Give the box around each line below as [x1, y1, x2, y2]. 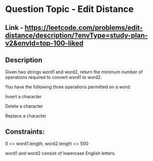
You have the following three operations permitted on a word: [5, 84, 131, 90]
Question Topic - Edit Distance [5, 3, 134, 15]
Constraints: [5, 127, 45, 136]
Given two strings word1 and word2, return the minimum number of [5, 69, 143, 75]
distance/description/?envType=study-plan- [5, 31, 148, 39]
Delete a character [5, 103, 43, 109]
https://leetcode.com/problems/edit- [24, 23, 143, 32]
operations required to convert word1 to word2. [5, 74, 102, 80]
